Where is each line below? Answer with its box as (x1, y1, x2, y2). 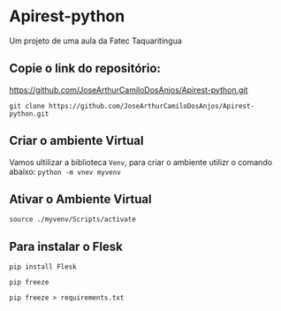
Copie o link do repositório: (9, 61, 162, 76)
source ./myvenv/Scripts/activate (9, 215, 137, 224)
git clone (9, 102, 46, 110)
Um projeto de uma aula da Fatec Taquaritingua (9, 35, 183, 46)
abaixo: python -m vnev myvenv (9, 166, 121, 177)
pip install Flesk (9, 262, 77, 271)
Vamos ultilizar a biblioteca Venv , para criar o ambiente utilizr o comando (9, 156, 272, 167)
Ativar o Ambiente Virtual (9, 192, 152, 207)
